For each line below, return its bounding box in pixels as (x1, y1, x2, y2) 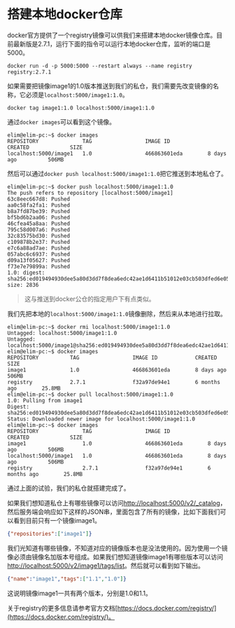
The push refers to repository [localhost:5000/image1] (7, 189, 173, 196)
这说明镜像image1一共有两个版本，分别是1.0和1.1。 (7, 589, 152, 597)
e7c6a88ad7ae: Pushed (7, 245, 71, 252)
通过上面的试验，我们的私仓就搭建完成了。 (7, 484, 130, 492)
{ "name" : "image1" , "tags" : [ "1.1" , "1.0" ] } (7, 575, 127, 582)
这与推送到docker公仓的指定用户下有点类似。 (24, 294, 155, 303)
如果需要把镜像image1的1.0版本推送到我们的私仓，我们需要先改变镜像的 (7, 81, 213, 90)
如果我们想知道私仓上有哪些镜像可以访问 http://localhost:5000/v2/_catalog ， (7, 498, 227, 507)
